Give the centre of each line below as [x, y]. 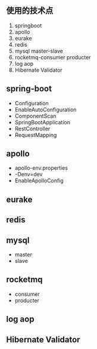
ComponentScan [35, 116]
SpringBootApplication [42, 122]
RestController [32, 128]
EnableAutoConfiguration [46, 109]
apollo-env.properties [41, 168]
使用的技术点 [30, 11]
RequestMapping [36, 135]
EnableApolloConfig [39, 180]
